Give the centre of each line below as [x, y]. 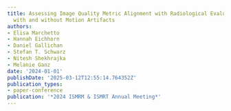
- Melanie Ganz [29, 65]
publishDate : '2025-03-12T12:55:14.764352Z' [72, 78]
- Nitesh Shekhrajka [37, 59]
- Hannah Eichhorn [33, 39]
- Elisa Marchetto [33, 33]
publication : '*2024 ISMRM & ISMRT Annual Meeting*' [84, 97]
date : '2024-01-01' [35, 71]
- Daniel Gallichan [35, 46]
